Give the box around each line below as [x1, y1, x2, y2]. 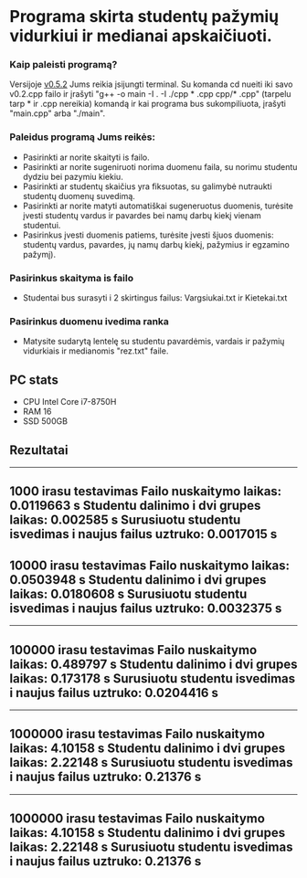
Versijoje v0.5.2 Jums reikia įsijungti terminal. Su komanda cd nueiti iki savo [9, 79, 293, 90]
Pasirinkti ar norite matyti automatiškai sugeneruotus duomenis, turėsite [22, 200, 294, 211]
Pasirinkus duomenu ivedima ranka [9, 315, 169, 327]
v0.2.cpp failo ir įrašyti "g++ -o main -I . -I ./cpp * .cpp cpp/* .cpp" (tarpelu [9, 89, 291, 100]
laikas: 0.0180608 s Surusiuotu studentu [9, 586, 248, 601]
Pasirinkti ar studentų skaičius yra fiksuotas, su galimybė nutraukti [22, 181, 272, 192]
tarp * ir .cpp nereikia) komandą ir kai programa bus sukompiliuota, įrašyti [9, 99, 286, 110]
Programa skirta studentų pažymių [9, 6, 280, 27]
